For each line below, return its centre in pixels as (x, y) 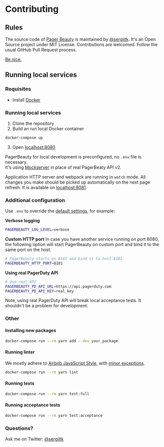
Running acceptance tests (33, 405)
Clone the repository (33, 123)
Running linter (20, 352)
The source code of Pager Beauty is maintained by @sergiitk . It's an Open (81, 39)
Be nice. (14, 59)
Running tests (20, 383)
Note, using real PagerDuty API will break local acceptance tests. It (73, 300)
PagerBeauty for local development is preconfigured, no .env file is (73, 156)
